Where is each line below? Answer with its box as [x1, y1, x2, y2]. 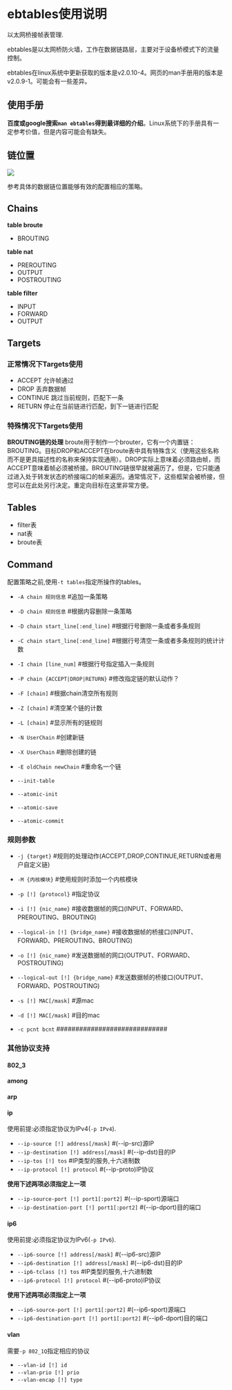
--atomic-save [17, 804, 58, 811]
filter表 [17, 521, 37, 529]
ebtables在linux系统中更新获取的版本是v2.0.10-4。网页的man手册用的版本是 [7, 68, 223, 77]
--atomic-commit [17, 818, 64, 824]
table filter [7, 289, 38, 298]
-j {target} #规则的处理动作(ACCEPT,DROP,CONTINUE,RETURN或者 [17, 852, 215, 860]
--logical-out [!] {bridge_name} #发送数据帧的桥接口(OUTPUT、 [17, 973, 207, 981]
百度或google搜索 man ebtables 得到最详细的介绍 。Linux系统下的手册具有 [7, 119, 213, 127]
